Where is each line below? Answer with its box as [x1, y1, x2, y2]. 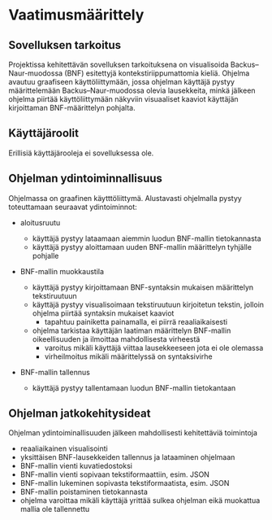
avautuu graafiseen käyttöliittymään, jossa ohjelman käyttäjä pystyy [8, 77, 235, 86]
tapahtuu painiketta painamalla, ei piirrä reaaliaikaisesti [44, 317, 228, 326]
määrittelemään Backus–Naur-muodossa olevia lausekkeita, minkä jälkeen [8, 85, 256, 95]
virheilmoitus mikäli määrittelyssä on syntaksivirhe [44, 352, 213, 361]
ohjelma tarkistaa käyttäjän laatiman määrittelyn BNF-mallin [32, 326, 231, 335]
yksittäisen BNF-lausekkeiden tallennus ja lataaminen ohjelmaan [19, 452, 235, 462]
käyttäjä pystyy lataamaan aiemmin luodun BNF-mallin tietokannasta [32, 234, 261, 243]
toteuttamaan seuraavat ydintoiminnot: [8, 202, 138, 212]
